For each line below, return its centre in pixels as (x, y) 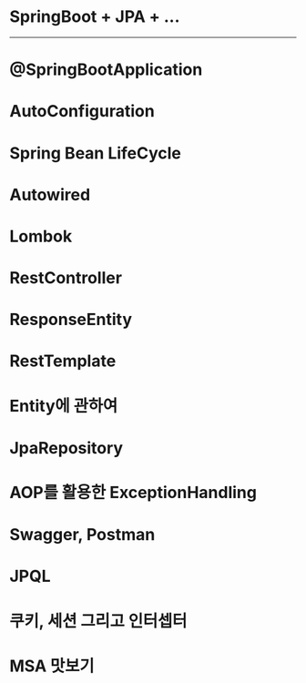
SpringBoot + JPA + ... (95, 17)
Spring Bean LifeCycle (96, 153)
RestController (66, 278)
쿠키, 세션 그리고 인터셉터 (98, 621)
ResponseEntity (71, 320)
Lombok (41, 236)
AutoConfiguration (82, 112)
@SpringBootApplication (106, 70)
